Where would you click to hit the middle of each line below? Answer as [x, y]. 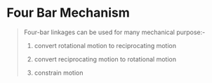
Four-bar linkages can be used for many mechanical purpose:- [114, 32]
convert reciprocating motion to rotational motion [105, 59]
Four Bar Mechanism [68, 13]
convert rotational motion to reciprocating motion [105, 45]
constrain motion [59, 73]
